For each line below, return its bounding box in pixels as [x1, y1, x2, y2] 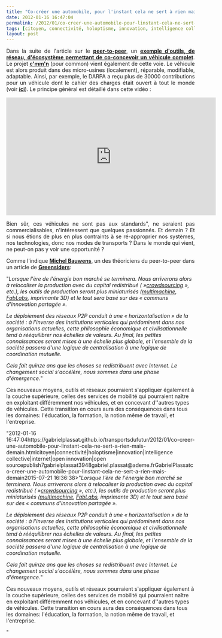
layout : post [6, 31, 39, 37]
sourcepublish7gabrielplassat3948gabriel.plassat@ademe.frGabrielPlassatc [6, 461, 193, 469]
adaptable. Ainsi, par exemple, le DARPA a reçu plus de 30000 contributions [6, 73, 195, 80]
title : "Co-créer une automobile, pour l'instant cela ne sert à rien [6, 8, 186, 15]
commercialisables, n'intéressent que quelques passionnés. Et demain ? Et [6, 227, 195, 234]
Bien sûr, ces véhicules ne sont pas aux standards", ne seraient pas [6, 220, 195, 227]
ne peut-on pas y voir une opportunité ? [6, 246, 105, 253]
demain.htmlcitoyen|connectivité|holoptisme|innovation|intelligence [6, 449, 174, 456]
